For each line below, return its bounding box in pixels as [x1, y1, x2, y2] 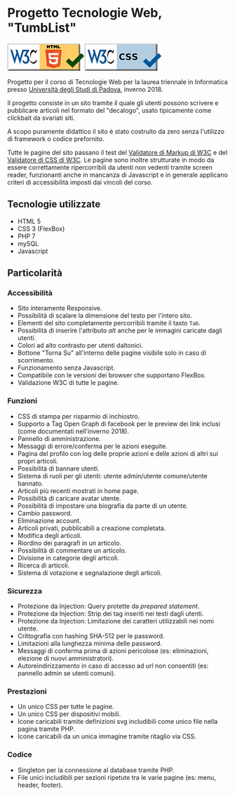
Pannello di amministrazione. [17, 434, 101, 443]
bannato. [17, 479, 43, 487]
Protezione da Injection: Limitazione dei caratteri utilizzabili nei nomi [17, 617, 214, 626]
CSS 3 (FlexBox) [17, 224, 65, 233]
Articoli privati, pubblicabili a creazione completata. [17, 524, 166, 532]
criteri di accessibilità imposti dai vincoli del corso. [7, 177, 153, 187]
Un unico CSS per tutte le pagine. [17, 703, 114, 711]
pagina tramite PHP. [17, 724, 76, 734]
